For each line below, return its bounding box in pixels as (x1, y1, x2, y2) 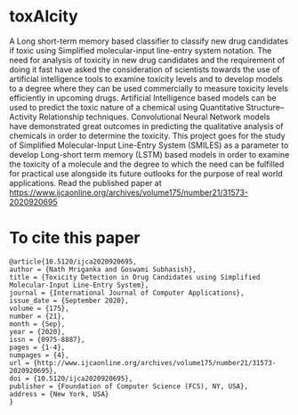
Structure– (246, 102, 285, 112)
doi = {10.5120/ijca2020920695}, (9, 374, 133, 383)
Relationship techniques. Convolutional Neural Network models (38, 111, 270, 122)
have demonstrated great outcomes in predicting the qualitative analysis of (9, 120, 284, 131)
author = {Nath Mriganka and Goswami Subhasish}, (9, 264, 197, 273)
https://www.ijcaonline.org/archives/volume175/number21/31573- (9, 187, 249, 198)
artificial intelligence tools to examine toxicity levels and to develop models (9, 73, 283, 84)
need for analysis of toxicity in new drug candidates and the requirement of (9, 54, 286, 65)
